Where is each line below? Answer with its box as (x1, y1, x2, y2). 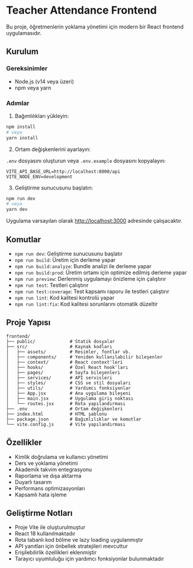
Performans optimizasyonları (14, 484, 85, 492)
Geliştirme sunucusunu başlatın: (14, 184, 94, 191)
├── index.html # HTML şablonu (6, 411, 108, 417)
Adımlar (6, 99, 30, 107)
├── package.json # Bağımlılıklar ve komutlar (6, 416, 142, 422)
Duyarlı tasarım (14, 478, 52, 486)
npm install (6, 124, 36, 130)
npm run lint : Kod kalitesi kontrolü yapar (14, 294, 115, 301)
